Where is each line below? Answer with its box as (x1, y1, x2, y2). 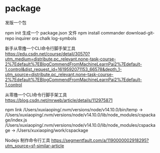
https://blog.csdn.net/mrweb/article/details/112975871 (5, 97, 113, 103)
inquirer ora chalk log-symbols (15, 35, 77, 41)
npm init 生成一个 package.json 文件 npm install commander (5, 30, 125, 35)
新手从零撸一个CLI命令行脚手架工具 (5, 45, 76, 51)
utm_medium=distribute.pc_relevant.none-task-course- (5, 56, 116, 62)
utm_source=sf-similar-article (5, 143, 64, 149)
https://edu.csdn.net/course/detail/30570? (5, 51, 90, 56)
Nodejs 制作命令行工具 (5, 137, 50, 143)
